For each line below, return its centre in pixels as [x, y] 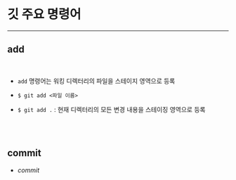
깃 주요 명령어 [44, 14]
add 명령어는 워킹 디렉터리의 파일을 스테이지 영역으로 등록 [96, 81]
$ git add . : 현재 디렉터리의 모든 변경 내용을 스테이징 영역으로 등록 [111, 109]
